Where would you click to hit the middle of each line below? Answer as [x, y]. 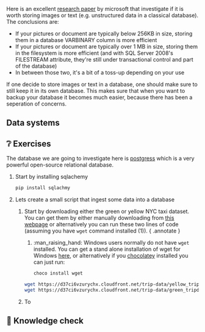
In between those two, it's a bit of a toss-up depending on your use [100, 72]
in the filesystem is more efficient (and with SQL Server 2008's [94, 53]
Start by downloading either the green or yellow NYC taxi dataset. [107, 211]
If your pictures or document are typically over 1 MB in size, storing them [106, 46]
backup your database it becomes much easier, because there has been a [99, 97]
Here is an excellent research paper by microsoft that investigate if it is [95, 9]
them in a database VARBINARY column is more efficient [86, 40]
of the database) [36, 66]
